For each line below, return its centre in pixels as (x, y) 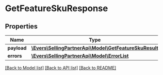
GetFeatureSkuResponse (57, 8)
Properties (21, 26)
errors (15, 56)
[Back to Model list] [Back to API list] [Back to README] (61, 68)
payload (17, 48)
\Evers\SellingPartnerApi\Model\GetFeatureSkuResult (95, 48)
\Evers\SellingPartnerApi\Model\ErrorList (80, 56)
